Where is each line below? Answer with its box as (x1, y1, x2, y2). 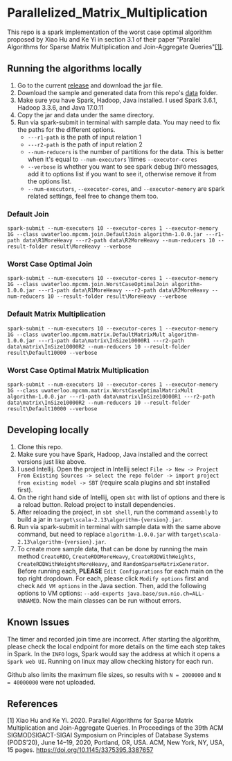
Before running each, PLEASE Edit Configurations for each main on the (17, 567, 224, 575)
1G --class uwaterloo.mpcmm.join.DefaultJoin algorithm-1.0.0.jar (7, 231, 203, 238)
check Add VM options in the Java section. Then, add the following (17, 581, 206, 589)
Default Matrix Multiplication (7, 309, 106, 319)
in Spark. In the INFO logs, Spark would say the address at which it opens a (7, 649, 220, 658)
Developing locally (7, 424, 89, 436)
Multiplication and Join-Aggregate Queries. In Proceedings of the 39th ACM (7, 724, 224, 732)
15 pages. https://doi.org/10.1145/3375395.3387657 (7, 746, 154, 754)
